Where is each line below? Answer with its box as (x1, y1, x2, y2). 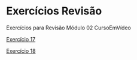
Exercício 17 (6, 35, 36, 43)
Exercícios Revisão (6, 4, 102, 18)
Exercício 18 (6, 47, 36, 55)
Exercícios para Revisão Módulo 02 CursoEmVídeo (6, 24, 132, 31)
